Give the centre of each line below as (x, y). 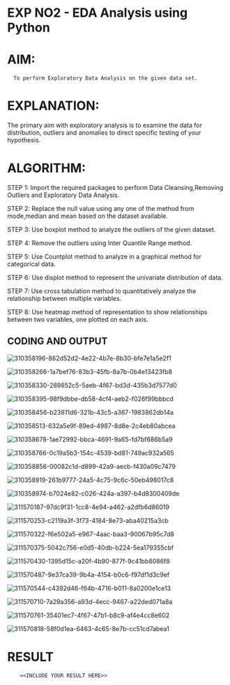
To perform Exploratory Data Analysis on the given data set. (106, 78)
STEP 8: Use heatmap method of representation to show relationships (107, 312)
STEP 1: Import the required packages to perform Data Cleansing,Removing (115, 187)
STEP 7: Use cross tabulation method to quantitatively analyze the (102, 291)
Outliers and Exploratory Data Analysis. (63, 195)
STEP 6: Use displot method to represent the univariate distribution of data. (115, 278)
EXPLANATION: (53, 106)
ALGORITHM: (46, 168)
